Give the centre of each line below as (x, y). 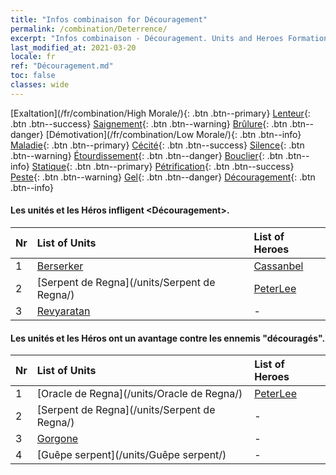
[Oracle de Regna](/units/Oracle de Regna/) (139, 394)
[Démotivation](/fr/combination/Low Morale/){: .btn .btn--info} (173, 134)
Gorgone (57, 439)
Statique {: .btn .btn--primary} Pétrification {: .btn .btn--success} (163, 166)
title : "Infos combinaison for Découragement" (109, 19)
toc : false (33, 76)
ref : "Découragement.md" (62, 66)
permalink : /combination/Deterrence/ (89, 29)
